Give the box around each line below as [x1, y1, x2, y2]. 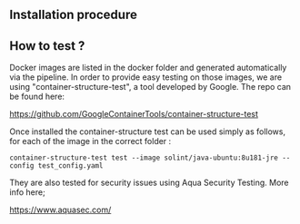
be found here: [9, 91, 65, 102]
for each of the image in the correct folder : [9, 136, 172, 147]
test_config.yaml [37, 161, 104, 170]
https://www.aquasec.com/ [9, 204, 112, 216]
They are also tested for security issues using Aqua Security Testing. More [9, 177, 289, 189]
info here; [9, 187, 45, 198]
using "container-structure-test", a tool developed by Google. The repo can [9, 82, 292, 93]
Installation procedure [9, 7, 138, 23]
